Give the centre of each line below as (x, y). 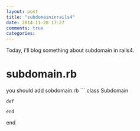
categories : (21, 34)
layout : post (22, 12)
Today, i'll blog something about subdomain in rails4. (70, 50)
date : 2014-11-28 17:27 (35, 22)
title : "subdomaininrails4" (41, 17)
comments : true (25, 28)
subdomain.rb (42, 74)
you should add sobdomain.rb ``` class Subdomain (67, 91)
